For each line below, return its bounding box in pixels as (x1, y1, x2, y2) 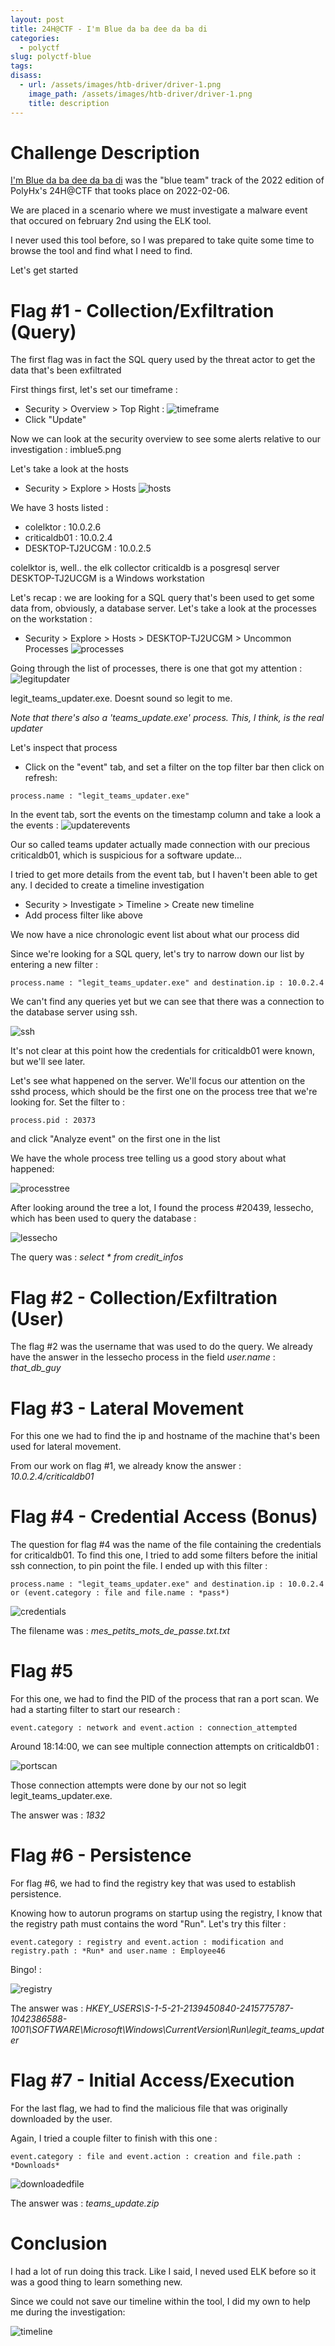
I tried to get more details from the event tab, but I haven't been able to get (10, 869, 318, 881)
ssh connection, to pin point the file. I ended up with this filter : (10, 1560, 268, 1572)
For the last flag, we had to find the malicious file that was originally (10, 2102, 288, 2114)
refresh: (24, 772, 58, 784)
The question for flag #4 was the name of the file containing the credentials (10, 1539, 322, 1551)
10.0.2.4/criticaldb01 (10, 1471, 95, 1483)
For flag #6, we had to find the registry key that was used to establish (10, 1877, 296, 1890)
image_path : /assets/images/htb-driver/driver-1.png (28, 89, 253, 99)
